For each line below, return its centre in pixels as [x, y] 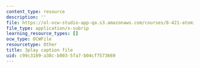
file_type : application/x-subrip [48, 28]
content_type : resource [36, 12]
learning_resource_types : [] [42, 34]
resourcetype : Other [32, 45]
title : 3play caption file [40, 50]
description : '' [26, 17]
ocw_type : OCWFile [29, 39]
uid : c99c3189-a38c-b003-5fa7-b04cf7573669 [61, 56]
